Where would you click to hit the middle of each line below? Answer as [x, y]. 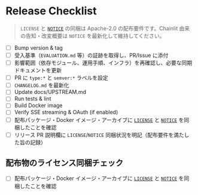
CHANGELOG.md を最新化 [42, 86]
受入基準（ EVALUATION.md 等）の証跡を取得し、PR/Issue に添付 [91, 55]
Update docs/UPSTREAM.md [50, 92]
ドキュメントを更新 [38, 71]
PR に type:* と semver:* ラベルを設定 [61, 78]
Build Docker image [39, 105]
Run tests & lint [33, 99]
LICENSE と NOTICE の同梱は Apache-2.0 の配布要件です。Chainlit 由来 [105, 28]
